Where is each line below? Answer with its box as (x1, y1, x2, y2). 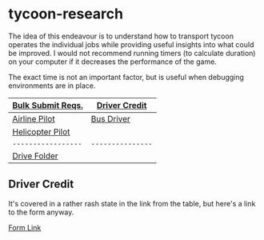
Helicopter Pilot (12, 126, 70, 137)
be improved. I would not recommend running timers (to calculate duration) (8, 48, 256, 58)
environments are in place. (8, 81, 96, 90)
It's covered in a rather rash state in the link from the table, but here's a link (8, 198, 256, 208)
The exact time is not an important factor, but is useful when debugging (8, 72, 244, 82)
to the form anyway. (8, 207, 74, 217)
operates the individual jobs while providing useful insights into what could (8, 39, 254, 49)
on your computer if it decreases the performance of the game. (8, 57, 218, 66)
